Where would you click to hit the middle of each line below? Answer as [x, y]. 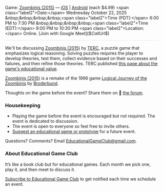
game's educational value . [31, 69]
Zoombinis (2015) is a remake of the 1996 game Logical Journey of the [76, 78]
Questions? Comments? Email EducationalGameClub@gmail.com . [71, 141]
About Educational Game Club [41, 153]
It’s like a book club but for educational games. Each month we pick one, [78, 164]
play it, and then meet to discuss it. [40, 169]
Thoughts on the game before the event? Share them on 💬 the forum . [74, 93]
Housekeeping [23, 105]
